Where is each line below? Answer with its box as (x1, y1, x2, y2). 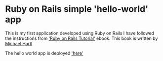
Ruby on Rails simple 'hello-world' (5, 3, 149, 15)
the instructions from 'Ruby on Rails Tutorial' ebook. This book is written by (5, 35, 158, 41)
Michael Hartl (5, 40, 33, 46)
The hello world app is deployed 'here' (5, 50, 83, 56)
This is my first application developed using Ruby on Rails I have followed (5, 30, 155, 36)
